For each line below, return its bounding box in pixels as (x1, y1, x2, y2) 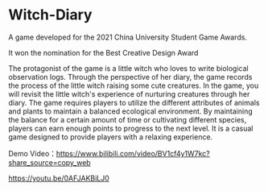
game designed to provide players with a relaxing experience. (8, 131, 213, 142)
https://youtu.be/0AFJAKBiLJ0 (8, 173, 110, 183)
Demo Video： (8, 148, 57, 158)
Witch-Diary (8, 6, 93, 24)
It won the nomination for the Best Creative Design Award (8, 48, 199, 57)
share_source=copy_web (8, 157, 91, 167)
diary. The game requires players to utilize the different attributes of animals (8, 98, 260, 107)
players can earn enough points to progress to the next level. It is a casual (8, 123, 254, 133)
